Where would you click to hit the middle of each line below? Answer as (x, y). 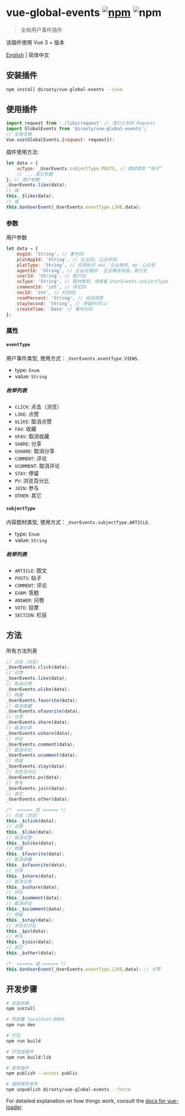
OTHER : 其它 (28, 495)
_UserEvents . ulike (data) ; (38, 689)
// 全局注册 (19, 134)
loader (14, 1107)
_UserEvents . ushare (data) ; (39, 733)
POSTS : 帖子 (28, 578)
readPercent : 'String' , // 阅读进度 (60, 298)
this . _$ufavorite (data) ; (37, 865)
